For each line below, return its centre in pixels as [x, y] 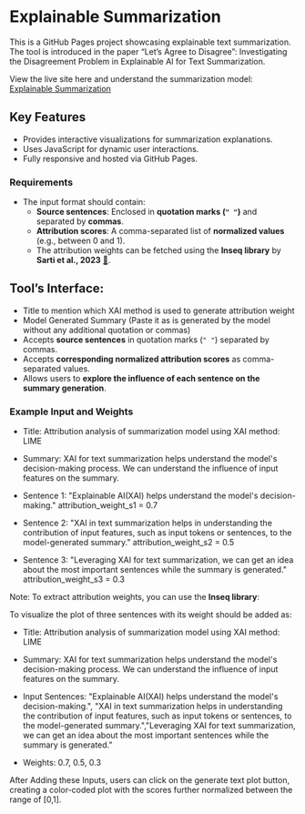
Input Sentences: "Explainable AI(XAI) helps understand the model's [150, 697]
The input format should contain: [84, 202]
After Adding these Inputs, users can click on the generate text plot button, [149, 780]
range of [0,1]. [36, 799]
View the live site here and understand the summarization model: [131, 78]
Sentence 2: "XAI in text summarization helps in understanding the [147, 523]
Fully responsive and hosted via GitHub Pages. [110, 158]
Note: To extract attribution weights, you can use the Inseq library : [135, 597]
